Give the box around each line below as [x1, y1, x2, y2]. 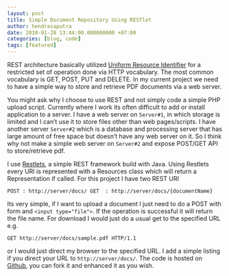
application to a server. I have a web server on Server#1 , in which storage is [7, 110, 221, 118]
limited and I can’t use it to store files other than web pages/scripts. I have [7, 118, 216, 125]
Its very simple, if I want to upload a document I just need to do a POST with [7, 200, 221, 208]
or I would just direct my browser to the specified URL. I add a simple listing [7, 247, 221, 255]
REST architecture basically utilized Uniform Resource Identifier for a [7, 61, 201, 68]
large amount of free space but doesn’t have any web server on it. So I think [7, 132, 221, 140]
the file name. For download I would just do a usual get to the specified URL [7, 214, 221, 223]
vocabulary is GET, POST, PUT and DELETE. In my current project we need [7, 75, 218, 83]
